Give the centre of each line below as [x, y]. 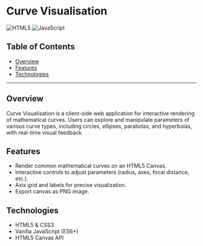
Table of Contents [41, 47]
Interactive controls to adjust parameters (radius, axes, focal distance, [102, 172]
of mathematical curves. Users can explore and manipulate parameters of [98, 119]
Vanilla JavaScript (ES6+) [47, 232]
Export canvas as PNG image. [52, 192]
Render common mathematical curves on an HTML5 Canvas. [91, 166]
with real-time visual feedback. [45, 132]
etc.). [21, 178]
